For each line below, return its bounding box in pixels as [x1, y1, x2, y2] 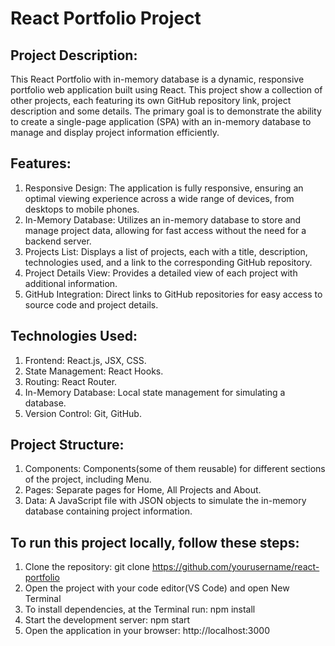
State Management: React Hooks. [24, 365, 164, 377]
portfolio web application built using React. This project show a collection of [10, 84, 323, 96]
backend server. [24, 235, 92, 247]
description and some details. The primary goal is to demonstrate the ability [10, 105, 322, 117]
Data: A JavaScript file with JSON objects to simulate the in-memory [24, 495, 307, 507]
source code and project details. [24, 298, 159, 311]
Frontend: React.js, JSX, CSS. [24, 354, 147, 366]
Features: [10, 155, 72, 172]
